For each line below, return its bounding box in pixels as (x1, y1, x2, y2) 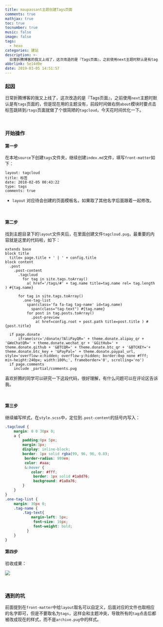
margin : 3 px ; (22, 442, 47, 447)
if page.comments (9, 361, 45, 367)
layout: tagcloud (5, 171, 40, 175)
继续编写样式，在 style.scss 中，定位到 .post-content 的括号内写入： (5, 415, 140, 420)
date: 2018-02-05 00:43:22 (5, 180, 60, 185)
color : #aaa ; (24, 460, 51, 465)
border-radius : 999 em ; (24, 456, 70, 461)
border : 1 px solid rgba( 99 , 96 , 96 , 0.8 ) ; (22, 452, 110, 456)
